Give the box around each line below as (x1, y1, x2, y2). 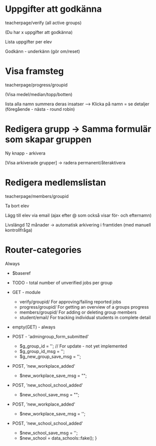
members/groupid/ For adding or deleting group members (19, 309, 137, 315)
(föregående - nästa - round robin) (5, 106, 75, 112)
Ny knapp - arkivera (5, 150, 46, 156)
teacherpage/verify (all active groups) (5, 20, 82, 26)
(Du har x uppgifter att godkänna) (5, 29, 73, 35)
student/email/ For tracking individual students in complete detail (19, 314, 151, 320)
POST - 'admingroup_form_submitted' (12, 333, 89, 339)
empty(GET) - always (12, 324, 55, 330)
